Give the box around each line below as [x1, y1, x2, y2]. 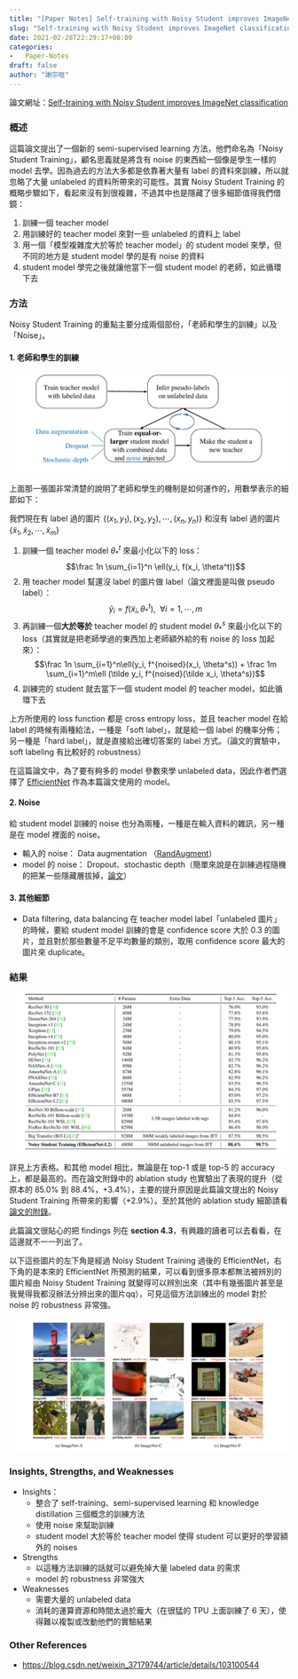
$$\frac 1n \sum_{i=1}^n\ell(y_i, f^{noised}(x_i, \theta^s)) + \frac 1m [34, 658, 278, 669]
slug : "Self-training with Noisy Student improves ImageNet [9, 23, 237, 33]
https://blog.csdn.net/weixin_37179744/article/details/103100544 [21, 1659, 260, 1670]
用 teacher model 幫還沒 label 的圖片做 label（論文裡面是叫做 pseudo [21, 576, 275, 587]
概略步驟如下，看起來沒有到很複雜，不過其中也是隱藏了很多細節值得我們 [9, 187, 273, 199]
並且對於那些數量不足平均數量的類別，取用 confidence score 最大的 [37, 936, 286, 947]
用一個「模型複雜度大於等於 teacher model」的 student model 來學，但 [21, 240, 282, 250]
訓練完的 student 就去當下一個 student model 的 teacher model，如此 [21, 683, 275, 694]
